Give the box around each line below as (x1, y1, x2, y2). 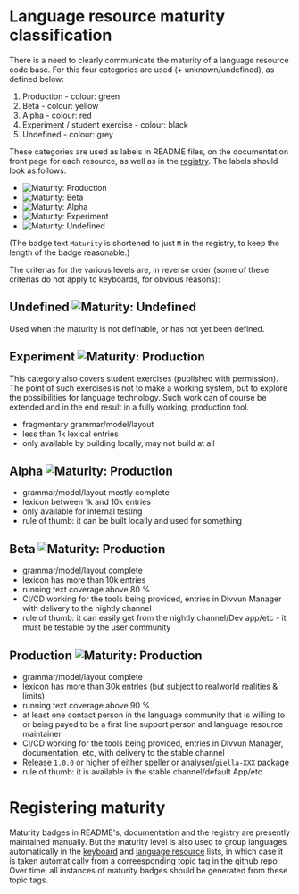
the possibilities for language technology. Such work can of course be (9, 392, 267, 402)
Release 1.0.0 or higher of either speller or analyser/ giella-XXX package (21, 757, 290, 767)
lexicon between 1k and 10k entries (21, 497, 152, 508)
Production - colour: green (21, 91, 120, 102)
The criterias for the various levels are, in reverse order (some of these (9, 264, 270, 275)
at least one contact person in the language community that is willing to (21, 709, 286, 720)
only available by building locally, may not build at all (21, 437, 216, 448)
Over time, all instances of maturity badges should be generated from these (9, 865, 288, 875)
